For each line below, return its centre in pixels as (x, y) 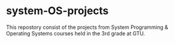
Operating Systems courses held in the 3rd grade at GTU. (76, 33)
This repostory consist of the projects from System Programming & (87, 27)
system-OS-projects (57, 11)
